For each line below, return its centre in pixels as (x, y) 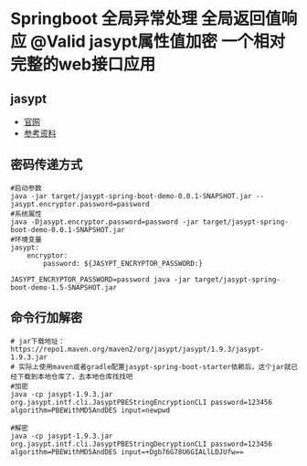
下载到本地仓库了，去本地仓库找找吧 (75, 376)
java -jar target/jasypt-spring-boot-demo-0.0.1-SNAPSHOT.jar (131, 196)
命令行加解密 (47, 318)
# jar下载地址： (38, 341)
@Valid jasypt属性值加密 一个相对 (158, 42)
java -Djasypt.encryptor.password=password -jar (105, 222)
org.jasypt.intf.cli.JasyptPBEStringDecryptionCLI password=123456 (142, 444)
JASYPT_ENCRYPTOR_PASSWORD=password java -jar (101, 280)
